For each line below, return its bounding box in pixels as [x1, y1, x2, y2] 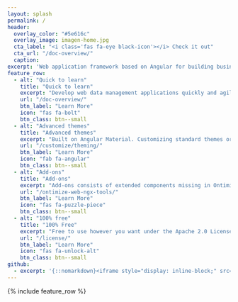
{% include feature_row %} [7, 286, 86, 295]
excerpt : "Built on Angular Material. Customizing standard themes [20, 135, 223, 142]
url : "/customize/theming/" [20, 142, 103, 150]
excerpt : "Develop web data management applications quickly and [20, 89, 217, 96]
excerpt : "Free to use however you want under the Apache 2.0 [20, 228, 208, 235]
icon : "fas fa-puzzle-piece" [20, 201, 106, 209]
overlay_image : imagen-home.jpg [13, 37, 110, 44]
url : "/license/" [20, 235, 72, 242]
